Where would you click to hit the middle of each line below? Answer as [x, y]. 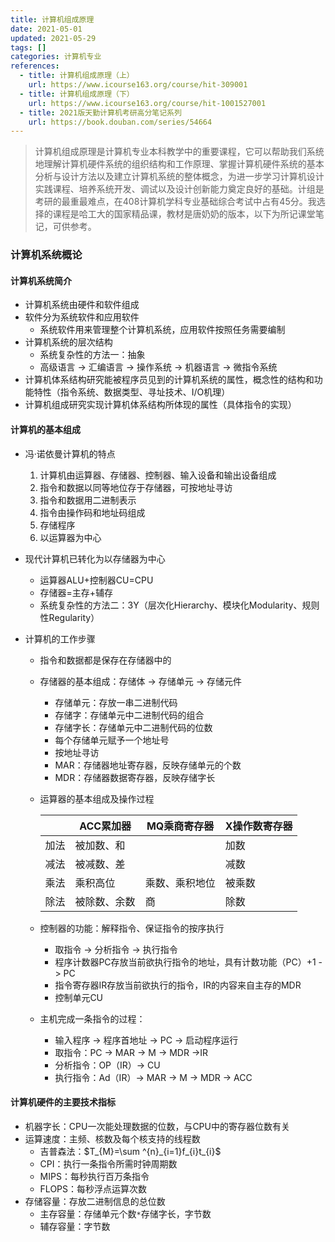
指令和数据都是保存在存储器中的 [105, 660]
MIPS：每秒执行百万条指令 [94, 1176]
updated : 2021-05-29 [53, 38]
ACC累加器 [105, 826]
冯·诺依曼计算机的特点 [70, 453]
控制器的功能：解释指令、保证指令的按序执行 [132, 928]
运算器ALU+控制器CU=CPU [96, 580]
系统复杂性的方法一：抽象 [92, 355]
